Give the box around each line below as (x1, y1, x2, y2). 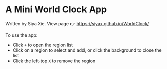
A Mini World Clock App (5, 4, 107, 15)
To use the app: (5, 32, 38, 38)
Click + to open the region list (12, 42, 73, 48)
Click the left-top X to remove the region (12, 58, 96, 64)
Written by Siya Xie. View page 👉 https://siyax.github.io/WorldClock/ (5, 20, 149, 26)
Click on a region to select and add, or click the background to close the (12, 47, 162, 53)
